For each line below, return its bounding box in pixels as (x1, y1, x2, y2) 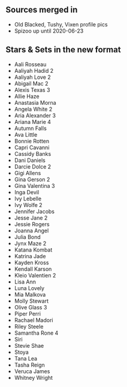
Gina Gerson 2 (14, 176, 50, 183)
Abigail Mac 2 (14, 79, 49, 87)
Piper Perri (14, 310, 41, 317)
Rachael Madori (14, 316, 53, 324)
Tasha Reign (14, 361, 46, 368)
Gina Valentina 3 (14, 182, 55, 189)
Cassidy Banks (14, 150, 52, 157)
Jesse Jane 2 (14, 214, 48, 221)
